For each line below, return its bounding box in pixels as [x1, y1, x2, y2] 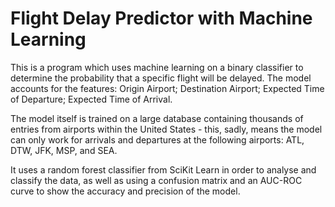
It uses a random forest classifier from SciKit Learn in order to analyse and [10, 163, 317, 176]
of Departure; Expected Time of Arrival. [10, 93, 173, 105]
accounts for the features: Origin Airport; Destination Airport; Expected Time [10, 82, 325, 94]
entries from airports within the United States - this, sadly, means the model [10, 123, 323, 135]
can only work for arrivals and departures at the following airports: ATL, [10, 133, 305, 146]
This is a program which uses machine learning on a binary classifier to [10, 61, 304, 73]
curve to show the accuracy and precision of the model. [10, 185, 241, 197]
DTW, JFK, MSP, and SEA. [10, 144, 118, 156]
